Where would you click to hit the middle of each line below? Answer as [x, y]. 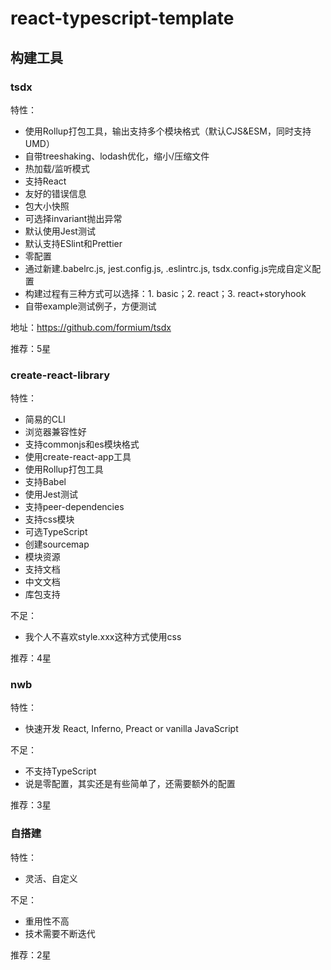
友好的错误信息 [55, 193]
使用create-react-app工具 [78, 457]
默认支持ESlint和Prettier [73, 243]
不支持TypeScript [60, 771]
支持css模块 [49, 519]
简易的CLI [45, 419]
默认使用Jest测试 [60, 231]
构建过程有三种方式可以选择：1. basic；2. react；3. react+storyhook [165, 293]
